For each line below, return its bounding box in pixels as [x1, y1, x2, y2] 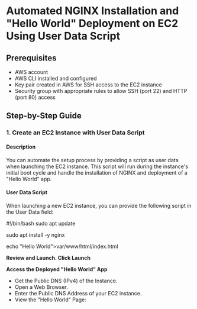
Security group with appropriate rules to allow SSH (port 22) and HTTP [14, 88, 188, 94]
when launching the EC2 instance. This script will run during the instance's [6, 163, 188, 170]
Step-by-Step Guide [6, 111, 82, 121]
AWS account [14, 69, 49, 75]
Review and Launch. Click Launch [6, 254, 91, 261]
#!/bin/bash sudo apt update [6, 220, 76, 227]
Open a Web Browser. [14, 283, 68, 291]
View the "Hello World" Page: [14, 296, 87, 303]
